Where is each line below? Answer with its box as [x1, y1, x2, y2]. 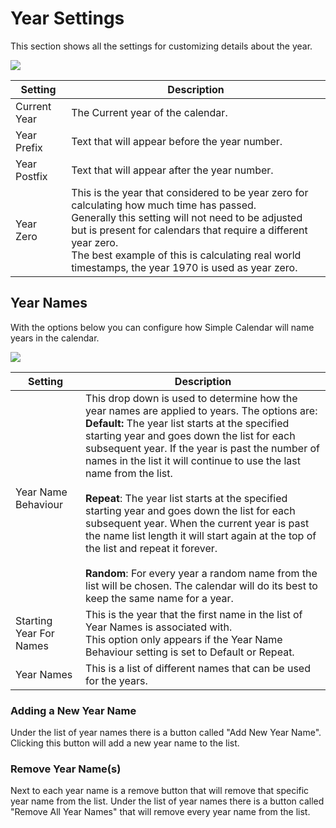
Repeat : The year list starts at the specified [85, 491, 288, 505]
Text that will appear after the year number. [71, 163, 274, 177]
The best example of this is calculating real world [71, 248, 302, 262]
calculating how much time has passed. [71, 198, 257, 212]
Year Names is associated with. [85, 620, 233, 634]
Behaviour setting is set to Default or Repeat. [85, 645, 295, 659]
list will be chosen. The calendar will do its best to [85, 578, 318, 592]
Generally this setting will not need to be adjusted [71, 210, 303, 224]
